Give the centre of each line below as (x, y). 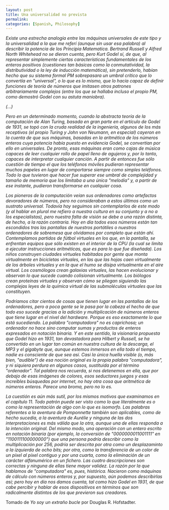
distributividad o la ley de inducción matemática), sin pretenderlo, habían (81, 70)
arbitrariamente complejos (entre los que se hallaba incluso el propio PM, (82, 91)
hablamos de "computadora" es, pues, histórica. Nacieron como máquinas (83, 471)
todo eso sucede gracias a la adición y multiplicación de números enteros (82, 312)
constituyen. (19, 291)
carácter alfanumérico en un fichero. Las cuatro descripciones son (75, 461)
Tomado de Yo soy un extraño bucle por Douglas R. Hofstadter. (71, 502)
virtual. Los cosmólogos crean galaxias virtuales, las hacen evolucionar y (82, 270)
